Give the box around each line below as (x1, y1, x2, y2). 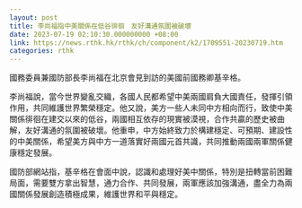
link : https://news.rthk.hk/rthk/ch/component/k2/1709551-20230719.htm (9, 38, 283, 48)
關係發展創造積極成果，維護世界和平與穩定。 (16, 189, 182, 200)
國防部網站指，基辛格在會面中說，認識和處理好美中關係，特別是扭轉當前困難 (9, 167, 293, 178)
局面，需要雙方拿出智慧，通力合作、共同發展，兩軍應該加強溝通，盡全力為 (9, 178, 285, 188)
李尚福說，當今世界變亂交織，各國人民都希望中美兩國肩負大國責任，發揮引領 (9, 91, 293, 102)
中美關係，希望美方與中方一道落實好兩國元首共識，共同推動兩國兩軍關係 (16, 136, 285, 147)
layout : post (9, 13, 58, 22)
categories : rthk (9, 47, 75, 56)
